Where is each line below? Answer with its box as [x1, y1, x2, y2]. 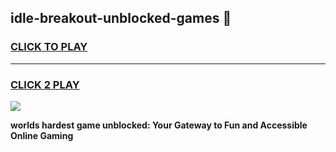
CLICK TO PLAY [10, 40, 88, 54]
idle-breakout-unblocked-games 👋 [10, 10, 232, 27]
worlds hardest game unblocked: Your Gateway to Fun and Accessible [10, 119, 308, 131]
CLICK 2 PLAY [10, 77, 80, 91]
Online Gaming [10, 129, 74, 141]
